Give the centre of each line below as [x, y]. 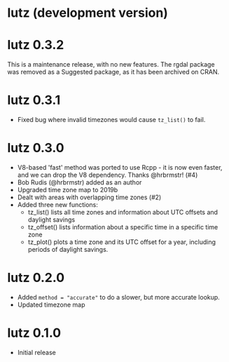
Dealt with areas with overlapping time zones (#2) [89, 197]
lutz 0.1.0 [34, 333]
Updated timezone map [51, 304]
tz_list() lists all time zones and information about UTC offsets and [123, 212]
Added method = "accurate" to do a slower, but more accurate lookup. [119, 297]
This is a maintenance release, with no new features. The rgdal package [111, 65]
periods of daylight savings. [68, 249]
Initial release [36, 352]
